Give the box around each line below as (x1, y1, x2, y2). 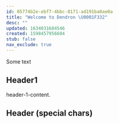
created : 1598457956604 (6, 31, 65, 37)
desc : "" (6, 20, 28, 26)
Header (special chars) (6, 108, 93, 119)
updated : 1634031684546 (6, 25, 65, 31)
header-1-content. (6, 91, 51, 98)
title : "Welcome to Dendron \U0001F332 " (6, 14, 108, 20)
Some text (6, 58, 32, 65)
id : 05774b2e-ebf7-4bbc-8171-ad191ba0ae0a (6, 8, 113, 15)
